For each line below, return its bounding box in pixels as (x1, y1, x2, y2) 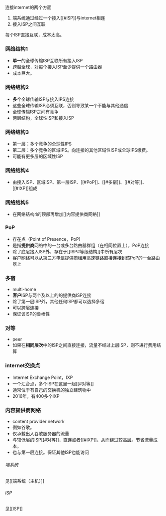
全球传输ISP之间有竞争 (12, 109, 59, 115)
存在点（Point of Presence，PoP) (12, 236, 81, 242)
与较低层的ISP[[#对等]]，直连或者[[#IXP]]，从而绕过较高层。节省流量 (12, 437, 154, 443)
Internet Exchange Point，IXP (12, 374, 73, 380)
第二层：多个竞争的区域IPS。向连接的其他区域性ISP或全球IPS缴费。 (12, 147, 151, 153)
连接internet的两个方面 (5, 4, 52, 10)
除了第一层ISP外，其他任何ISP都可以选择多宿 (12, 299, 105, 305)
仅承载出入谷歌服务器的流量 (12, 430, 70, 436)
